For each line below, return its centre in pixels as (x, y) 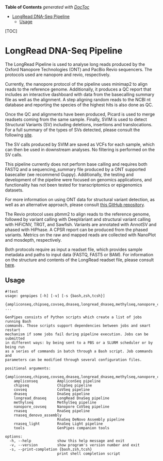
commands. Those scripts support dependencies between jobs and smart (78, 326)
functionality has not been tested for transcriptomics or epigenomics (73, 185)
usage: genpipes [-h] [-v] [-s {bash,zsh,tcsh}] (55, 296)
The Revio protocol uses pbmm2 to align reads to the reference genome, (78, 214)
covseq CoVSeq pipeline (52, 389)
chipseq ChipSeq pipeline (53, 385)
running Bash (18, 321)
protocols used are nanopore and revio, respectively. (58, 75)
